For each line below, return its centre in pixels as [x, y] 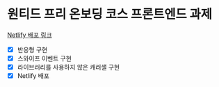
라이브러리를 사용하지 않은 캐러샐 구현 [68, 68]
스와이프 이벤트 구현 [44, 58]
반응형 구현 [32, 49]
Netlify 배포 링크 [30, 35]
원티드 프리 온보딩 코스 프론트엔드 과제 [110, 14]
